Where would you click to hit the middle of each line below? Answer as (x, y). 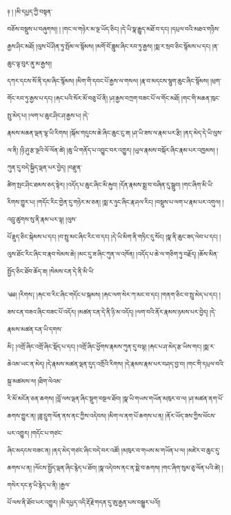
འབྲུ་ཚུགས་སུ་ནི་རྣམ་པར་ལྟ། (36, 219)
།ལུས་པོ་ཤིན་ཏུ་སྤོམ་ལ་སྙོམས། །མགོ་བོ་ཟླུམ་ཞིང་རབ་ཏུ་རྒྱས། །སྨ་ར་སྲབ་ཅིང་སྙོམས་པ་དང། (123, 46)
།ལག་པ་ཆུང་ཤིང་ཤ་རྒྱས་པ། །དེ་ (59, 115)
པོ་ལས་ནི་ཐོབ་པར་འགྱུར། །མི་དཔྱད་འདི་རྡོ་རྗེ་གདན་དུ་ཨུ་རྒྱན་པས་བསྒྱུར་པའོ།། (84, 502)
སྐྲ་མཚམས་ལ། (22, 381)
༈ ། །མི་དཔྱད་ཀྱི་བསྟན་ (30, 11)
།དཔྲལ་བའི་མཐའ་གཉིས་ (195, 29)
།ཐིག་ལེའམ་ (50, 381)
